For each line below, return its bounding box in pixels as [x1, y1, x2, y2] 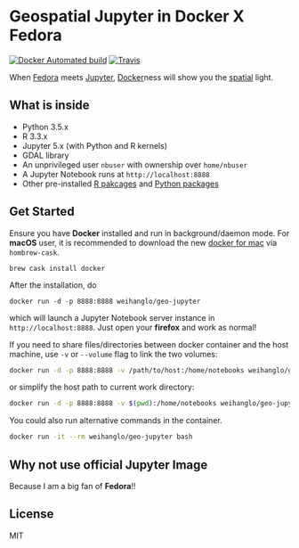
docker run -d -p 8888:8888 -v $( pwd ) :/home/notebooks [9, 399, 217, 408]
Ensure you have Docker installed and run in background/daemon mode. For [9, 227, 290, 238]
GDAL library [21, 150, 69, 160]
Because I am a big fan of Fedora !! [9, 481, 136, 491]
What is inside [9, 98, 91, 113]
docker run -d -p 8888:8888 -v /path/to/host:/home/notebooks [9, 365, 245, 375]
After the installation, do [9, 279, 97, 290]
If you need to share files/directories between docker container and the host [9, 339, 289, 349]
